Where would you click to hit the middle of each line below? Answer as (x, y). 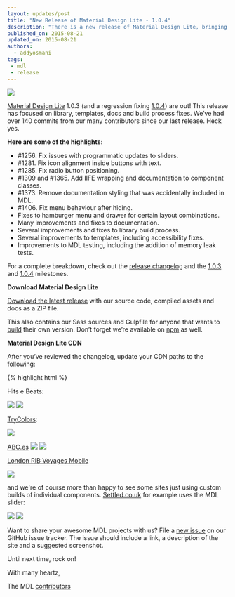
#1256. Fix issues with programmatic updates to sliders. (98, 155)
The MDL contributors (39, 586)
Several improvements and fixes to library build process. (99, 230)
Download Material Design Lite (53, 287)
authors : (20, 46)
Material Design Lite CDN (45, 343)
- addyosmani (33, 53)
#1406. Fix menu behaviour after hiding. (75, 207)
